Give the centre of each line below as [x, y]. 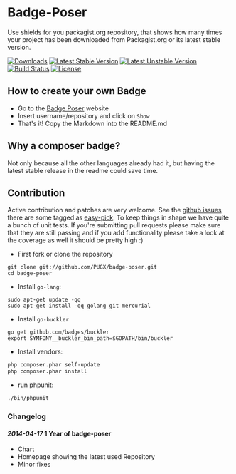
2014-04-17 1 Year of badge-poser [59, 433]
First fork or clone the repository [65, 254]
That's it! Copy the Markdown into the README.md [92, 123]
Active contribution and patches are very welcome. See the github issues [114, 210]
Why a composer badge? [64, 146]
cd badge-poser [30, 274]
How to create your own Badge [77, 91]
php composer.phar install [47, 371]
